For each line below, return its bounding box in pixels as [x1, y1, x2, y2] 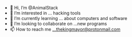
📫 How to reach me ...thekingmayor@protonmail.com [9, 26, 121, 32]
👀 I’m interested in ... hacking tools [9, 10, 81, 16]
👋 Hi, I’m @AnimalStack [9, 5, 58, 10]
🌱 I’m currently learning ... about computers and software [9, 15, 128, 21]
